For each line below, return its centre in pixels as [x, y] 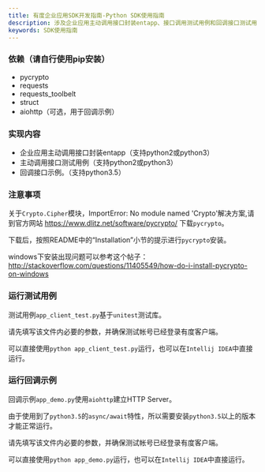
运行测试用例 [33, 296]
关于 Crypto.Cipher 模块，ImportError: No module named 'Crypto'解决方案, [128, 213]
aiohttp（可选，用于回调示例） [69, 111]
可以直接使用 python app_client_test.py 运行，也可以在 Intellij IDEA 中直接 [131, 348]
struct [29, 102]
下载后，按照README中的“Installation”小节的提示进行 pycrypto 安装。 [119, 240]
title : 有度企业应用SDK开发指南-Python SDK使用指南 [86, 15]
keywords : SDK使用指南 [43, 30]
